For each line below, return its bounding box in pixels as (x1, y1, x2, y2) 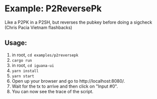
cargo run (11, 58, 33, 63)
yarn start (11, 73, 35, 79)
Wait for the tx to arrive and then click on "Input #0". (11, 83, 118, 89)
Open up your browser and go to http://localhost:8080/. (11, 78, 125, 84)
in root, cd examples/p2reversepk (11, 52, 78, 58)
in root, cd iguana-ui (11, 62, 54, 68)
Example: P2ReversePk (4, 3, 102, 14)
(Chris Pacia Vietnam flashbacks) (4, 24, 73, 30)
